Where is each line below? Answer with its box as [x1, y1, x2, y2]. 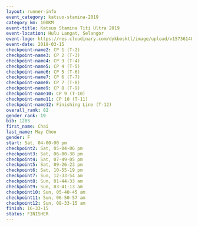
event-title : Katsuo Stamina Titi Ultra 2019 [6, 25, 120, 31]
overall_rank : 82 [6, 107, 49, 113]
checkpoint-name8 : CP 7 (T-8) [6, 80, 81, 86]
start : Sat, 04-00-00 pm [6, 139, 67, 146]
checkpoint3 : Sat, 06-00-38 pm [6, 151, 83, 157]
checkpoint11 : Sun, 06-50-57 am [6, 195, 85, 201]
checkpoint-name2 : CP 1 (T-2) [6, 47, 81, 53]
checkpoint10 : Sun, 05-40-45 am [6, 189, 85, 195]
